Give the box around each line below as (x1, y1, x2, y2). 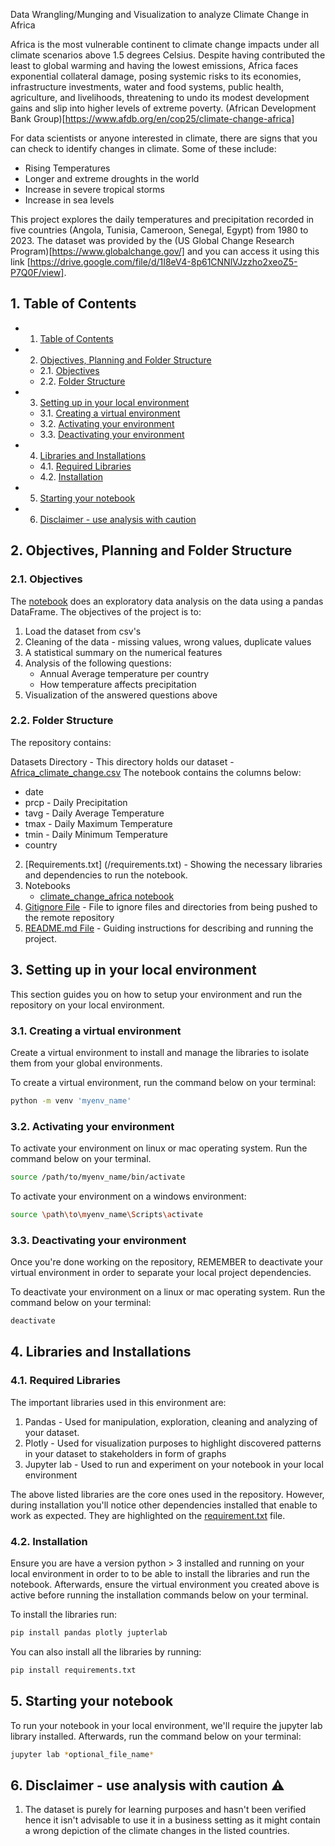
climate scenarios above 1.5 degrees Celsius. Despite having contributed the (10, 49, 326, 61)
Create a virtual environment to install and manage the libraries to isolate (10, 1046, 310, 1058)
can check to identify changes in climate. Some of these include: (10, 143, 277, 154)
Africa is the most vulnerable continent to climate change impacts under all (10, 39, 320, 50)
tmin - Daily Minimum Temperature (24, 828, 168, 840)
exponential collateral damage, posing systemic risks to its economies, (10, 70, 302, 82)
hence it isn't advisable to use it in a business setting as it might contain (24, 1814, 321, 1826)
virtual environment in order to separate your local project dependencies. (10, 1267, 312, 1279)
